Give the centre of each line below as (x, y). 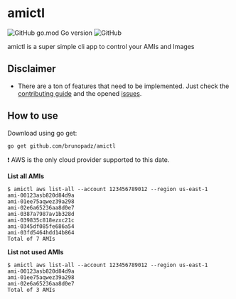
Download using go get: (42, 133)
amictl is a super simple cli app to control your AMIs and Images (101, 46)
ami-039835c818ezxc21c (41, 220)
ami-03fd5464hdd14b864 (41, 232)
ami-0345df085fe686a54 (41, 226)
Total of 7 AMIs (31, 239)
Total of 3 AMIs (31, 290)
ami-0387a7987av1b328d (41, 214)
